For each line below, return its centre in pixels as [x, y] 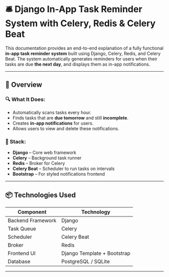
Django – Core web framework [44, 152]
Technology [96, 212]
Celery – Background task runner [47, 158]
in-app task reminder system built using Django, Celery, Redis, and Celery [83, 53]
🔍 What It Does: [25, 99]
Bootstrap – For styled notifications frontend [59, 174]
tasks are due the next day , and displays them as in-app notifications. [78, 64]
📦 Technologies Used [41, 195]
